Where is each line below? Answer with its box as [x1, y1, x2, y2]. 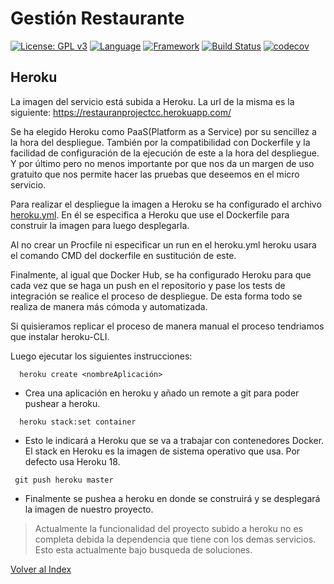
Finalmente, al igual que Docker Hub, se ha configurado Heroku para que [10, 268, 312, 281]
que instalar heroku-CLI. [10, 330, 110, 342]
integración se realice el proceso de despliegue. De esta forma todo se [10, 290, 303, 302]
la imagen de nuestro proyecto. [24, 503, 154, 515]
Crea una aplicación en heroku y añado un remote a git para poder [24, 387, 300, 399]
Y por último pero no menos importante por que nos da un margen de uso [10, 157, 315, 169]
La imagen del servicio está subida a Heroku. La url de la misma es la [10, 95, 295, 107]
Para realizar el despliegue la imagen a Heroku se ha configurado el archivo [10, 198, 322, 210]
